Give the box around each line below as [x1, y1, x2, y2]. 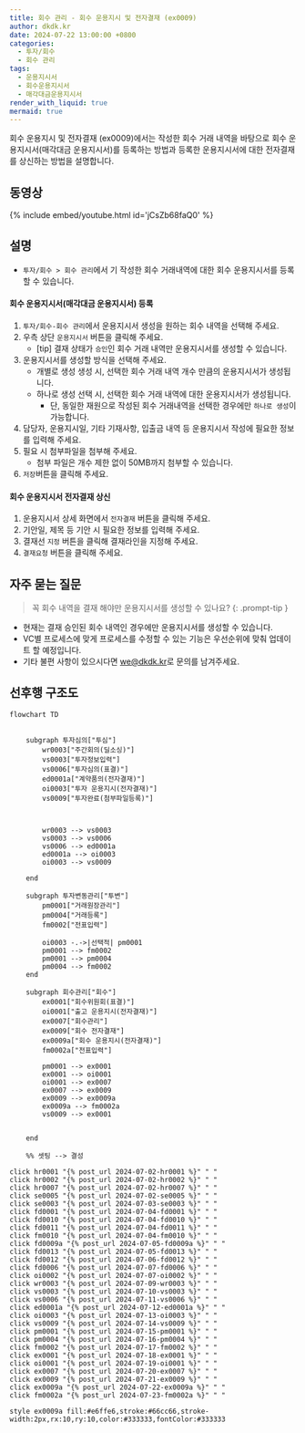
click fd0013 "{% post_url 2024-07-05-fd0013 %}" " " [9, 1247, 219, 1256]
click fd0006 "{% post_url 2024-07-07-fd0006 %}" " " [9, 1262, 219, 1272]
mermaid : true [9, 107, 64, 116]
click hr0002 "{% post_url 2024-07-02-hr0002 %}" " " [9, 1175, 219, 1184]
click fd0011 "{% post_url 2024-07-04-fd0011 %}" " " [9, 1223, 219, 1232]
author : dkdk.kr [9, 22, 71, 31]
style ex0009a [9, 1407, 64, 1416]
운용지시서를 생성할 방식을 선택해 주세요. [22, 355, 167, 366]
